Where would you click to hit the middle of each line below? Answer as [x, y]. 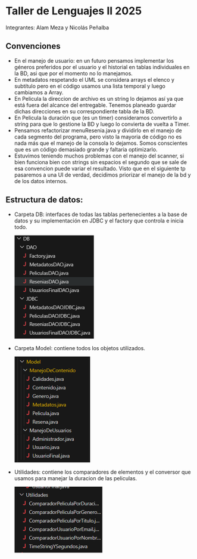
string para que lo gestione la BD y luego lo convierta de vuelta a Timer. [102, 124]
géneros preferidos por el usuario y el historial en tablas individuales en [102, 67]
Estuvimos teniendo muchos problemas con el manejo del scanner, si [99, 156]
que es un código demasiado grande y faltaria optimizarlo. [86, 149]
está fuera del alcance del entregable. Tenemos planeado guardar [95, 105]
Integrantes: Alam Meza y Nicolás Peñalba [57, 27]
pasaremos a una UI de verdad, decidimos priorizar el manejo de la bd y [102, 175]
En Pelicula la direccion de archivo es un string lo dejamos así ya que [99, 98]
